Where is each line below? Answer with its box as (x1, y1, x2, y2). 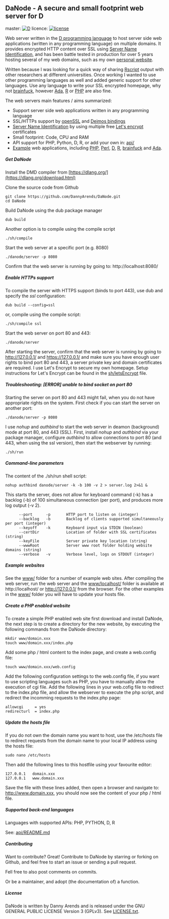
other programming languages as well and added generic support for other (5, 77, 161, 83)
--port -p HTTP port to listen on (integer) (18, 512, 139, 517)
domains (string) (5, 547, 42, 552)
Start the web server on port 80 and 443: (5, 330, 91, 336)
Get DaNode (5, 156, 32, 163)
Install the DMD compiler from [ (5, 169, 71, 175)
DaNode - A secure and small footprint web (5, 4, 144, 13)
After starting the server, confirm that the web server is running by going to (5, 348, 161, 355)
